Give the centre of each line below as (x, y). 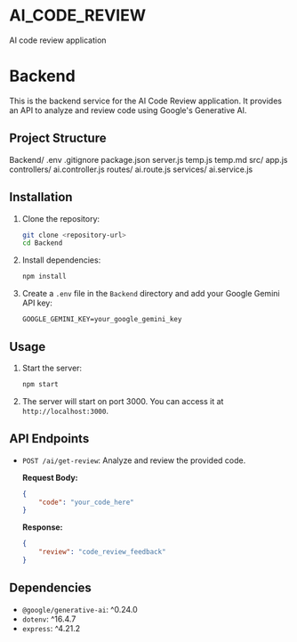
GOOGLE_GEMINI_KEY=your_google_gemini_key (102, 320)
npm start (40, 384)
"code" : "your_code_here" (87, 502)
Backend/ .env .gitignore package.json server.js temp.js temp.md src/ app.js (148, 159)
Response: (42, 527)
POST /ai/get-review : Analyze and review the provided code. (134, 460)
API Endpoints (49, 439)
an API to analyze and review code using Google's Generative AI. (128, 110)
